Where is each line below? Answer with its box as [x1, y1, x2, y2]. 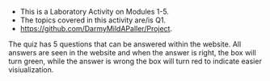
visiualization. [8, 65, 54, 75]
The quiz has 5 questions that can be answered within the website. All [8, 39, 242, 49]
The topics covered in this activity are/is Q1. [19, 15, 167, 25]
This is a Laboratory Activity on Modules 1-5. [19, 7, 170, 16]
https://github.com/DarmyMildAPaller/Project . [19, 24, 172, 33]
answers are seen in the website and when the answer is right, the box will [8, 48, 256, 57]
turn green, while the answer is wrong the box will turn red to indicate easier [8, 56, 263, 66]
